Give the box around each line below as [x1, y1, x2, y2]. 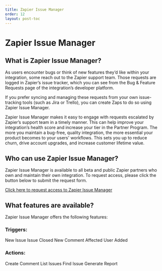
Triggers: [5, 226, 28, 233]
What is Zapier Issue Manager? [5, 57, 102, 65]
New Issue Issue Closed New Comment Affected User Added [5, 237, 128, 243]
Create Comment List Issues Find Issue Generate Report [5, 260, 118, 266]
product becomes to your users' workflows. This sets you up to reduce [5, 135, 147, 141]
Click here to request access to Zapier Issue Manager [5, 187, 113, 193]
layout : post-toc [5, 16, 40, 21]
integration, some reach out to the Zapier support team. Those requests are [5, 75, 157, 80]
